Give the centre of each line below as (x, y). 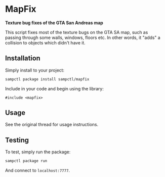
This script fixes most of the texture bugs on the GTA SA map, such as (77, 32)
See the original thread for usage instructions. (52, 125)
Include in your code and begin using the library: (54, 88)
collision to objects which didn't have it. (45, 42)
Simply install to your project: (35, 70)
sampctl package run (26, 161)
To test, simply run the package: (38, 152)
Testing (17, 140)
